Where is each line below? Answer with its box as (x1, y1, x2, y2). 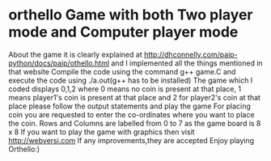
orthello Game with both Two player (8, 6, 253, 24)
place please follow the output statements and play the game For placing (8, 101, 251, 111)
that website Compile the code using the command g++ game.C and (8, 66, 236, 76)
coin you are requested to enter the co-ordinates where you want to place (8, 109, 255, 119)
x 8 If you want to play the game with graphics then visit (8, 127, 196, 137)
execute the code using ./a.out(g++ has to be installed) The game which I (8, 75, 253, 85)
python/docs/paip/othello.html (8, 58, 110, 68)
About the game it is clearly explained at (8, 49, 143, 59)
